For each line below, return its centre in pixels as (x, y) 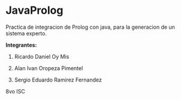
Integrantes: (21, 45)
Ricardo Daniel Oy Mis (42, 56)
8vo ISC (15, 91)
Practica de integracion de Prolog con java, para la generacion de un (90, 27)
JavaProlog (34, 10)
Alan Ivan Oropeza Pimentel (49, 68)
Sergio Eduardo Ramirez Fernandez (58, 80)
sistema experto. (26, 33)
